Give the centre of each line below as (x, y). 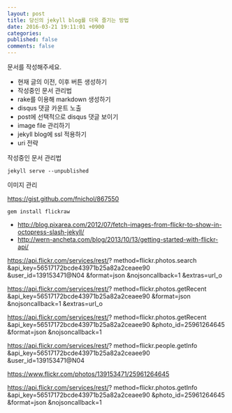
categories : (24, 33)
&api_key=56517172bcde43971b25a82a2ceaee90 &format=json (99, 296)
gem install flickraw (39, 212)
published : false (32, 40)
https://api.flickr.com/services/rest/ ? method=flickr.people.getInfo (102, 346)
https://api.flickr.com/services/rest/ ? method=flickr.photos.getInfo (102, 387)
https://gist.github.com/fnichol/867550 (63, 199)
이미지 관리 (22, 185)
